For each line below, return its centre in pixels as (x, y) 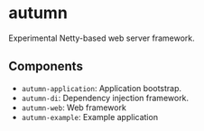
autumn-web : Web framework (74, 108)
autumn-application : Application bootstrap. (102, 88)
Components (46, 66)
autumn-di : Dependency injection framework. (105, 98)
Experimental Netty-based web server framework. (102, 38)
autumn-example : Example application (90, 117)
